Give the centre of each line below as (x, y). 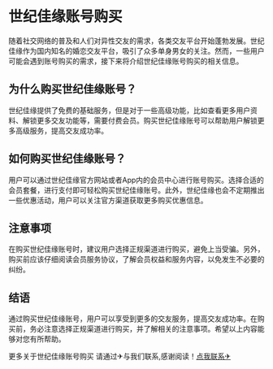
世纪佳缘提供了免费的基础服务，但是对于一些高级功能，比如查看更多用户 (129, 110)
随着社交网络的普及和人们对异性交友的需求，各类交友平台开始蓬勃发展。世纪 (136, 41)
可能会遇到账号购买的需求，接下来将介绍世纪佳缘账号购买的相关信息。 (126, 61)
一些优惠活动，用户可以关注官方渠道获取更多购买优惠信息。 (108, 200)
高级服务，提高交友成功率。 (61, 130)
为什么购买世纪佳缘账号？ (72, 89)
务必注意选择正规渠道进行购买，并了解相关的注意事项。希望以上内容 (143, 329)
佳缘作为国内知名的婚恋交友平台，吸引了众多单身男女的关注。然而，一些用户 (136, 50)
